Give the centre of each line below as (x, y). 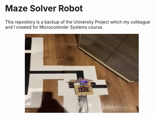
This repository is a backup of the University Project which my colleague (78, 22)
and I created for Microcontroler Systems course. (54, 27)
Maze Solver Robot (44, 8)
